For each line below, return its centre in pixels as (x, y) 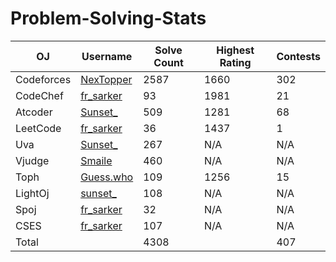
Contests (298, 56)
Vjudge (32, 160)
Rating (235, 62)
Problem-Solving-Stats (108, 18)
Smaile (96, 160)
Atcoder (34, 112)
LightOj (32, 193)
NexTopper (106, 79)
